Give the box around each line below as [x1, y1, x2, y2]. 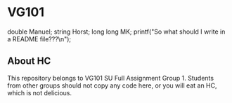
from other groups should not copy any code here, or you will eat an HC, [7, 81, 217, 90]
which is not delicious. [7, 88, 72, 97]
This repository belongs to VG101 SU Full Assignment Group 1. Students [7, 74, 214, 82]
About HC [7, 55, 51, 67]
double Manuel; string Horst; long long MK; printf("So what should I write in [7, 27, 226, 36]
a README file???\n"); [7, 34, 72, 43]
